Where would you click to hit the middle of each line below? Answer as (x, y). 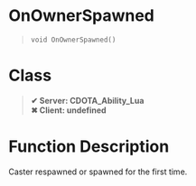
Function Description (89, 147)
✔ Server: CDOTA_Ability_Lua (87, 100)
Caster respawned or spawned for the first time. (98, 172)
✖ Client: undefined (68, 110)
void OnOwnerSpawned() (73, 40)
